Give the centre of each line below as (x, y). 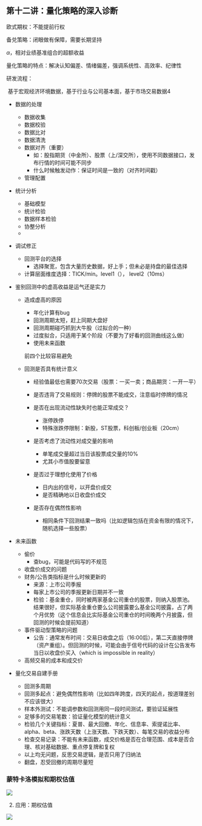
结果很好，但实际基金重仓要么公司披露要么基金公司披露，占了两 (113, 607)
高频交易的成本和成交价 (53, 660)
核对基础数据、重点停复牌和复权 (75, 746)
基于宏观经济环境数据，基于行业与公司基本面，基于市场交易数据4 (89, 91)
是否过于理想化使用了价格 (65, 474)
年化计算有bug (51, 312)
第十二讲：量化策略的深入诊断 (62, 11)
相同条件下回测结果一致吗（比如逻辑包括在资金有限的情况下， (120, 521)
